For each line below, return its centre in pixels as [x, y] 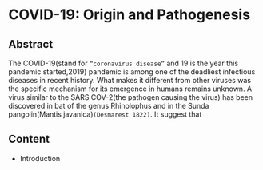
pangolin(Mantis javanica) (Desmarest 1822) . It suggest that [105, 114]
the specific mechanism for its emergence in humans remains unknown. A [130, 89]
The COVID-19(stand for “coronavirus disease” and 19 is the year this [123, 63]
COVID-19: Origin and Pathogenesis [129, 15]
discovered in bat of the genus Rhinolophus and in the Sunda [109, 106]
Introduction [40, 158]
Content [29, 139]
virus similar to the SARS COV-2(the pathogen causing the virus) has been [131, 97]
